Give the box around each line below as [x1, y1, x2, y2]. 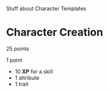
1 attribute [14, 74, 40, 81]
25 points [6, 45, 30, 52]
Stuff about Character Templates [6, 5, 86, 12]
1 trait [14, 80, 29, 87]
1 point [6, 56, 23, 64]
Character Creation [6, 26, 103, 39]
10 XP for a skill [14, 68, 54, 75]
